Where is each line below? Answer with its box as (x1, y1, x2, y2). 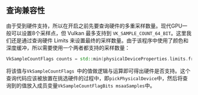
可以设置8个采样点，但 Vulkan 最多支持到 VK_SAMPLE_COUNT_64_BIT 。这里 (11, 29, 187, 36)
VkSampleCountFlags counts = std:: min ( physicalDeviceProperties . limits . (6, 56, 189, 62)
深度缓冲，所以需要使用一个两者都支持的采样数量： (6, 44, 130, 51)
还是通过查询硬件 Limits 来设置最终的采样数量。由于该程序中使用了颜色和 (11, 37, 189, 44)
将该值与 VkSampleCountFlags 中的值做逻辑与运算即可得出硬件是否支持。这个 (6, 67, 191, 74)
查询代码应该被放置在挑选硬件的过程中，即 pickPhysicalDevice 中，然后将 (6, 74, 183, 82)
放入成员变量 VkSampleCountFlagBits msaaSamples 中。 (26, 82, 156, 89)
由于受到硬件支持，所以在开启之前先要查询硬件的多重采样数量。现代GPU (6, 22, 183, 29)
